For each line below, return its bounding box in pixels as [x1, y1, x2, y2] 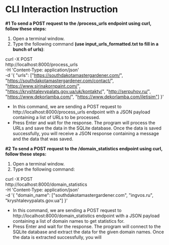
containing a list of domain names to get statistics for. [12, 218, 125, 224]
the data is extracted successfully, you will [12, 234, 102, 240]
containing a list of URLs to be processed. [12, 114, 100, 120]
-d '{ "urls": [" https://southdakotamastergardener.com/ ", [5, 72, 123, 78]
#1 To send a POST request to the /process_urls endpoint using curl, [5, 20, 152, 26]
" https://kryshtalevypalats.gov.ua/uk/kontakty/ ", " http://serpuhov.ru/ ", [5, 88, 151, 94]
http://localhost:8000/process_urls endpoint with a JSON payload [12, 109, 151, 115]
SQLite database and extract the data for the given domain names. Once [12, 229, 164, 235]
